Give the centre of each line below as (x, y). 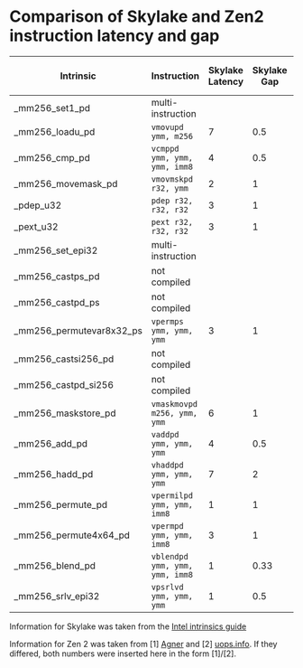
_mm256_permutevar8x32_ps (78, 330)
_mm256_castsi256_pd (64, 359)
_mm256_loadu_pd (55, 131)
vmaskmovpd (174, 404)
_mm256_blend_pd (55, 565)
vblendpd (170, 556)
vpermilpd (172, 495)
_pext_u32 (36, 226)
